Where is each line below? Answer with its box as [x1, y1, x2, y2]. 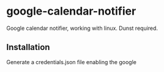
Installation [6, 42, 50, 52]
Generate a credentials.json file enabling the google [6, 58, 136, 65]
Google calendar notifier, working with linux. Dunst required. [6, 24, 158, 32]
